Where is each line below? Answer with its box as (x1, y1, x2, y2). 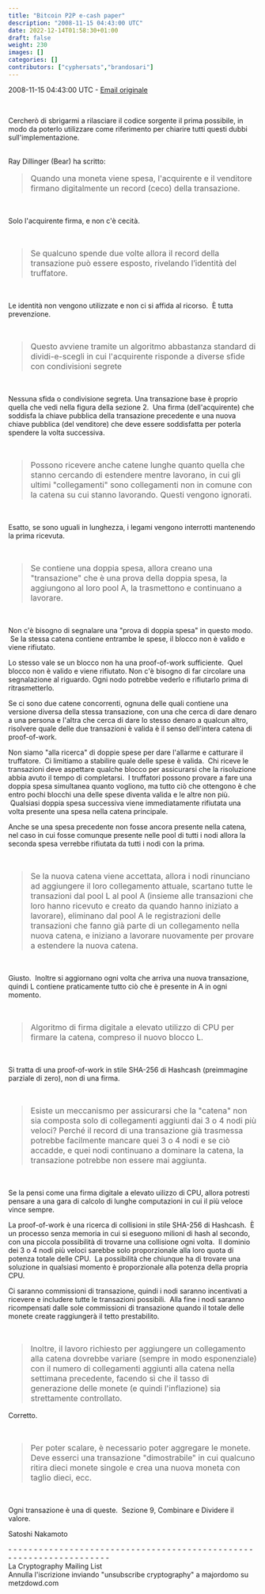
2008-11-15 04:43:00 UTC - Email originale (8, 85, 149, 94)
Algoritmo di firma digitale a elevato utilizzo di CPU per (30, 1021, 235, 1032)
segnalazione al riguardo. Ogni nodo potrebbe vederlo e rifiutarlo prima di (8, 674, 249, 684)
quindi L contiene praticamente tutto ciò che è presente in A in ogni (8, 981, 228, 991)
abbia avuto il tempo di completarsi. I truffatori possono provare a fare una (8, 773, 252, 782)
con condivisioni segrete (30, 360, 123, 371)
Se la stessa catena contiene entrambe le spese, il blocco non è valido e (9, 634, 245, 643)
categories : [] (8, 56, 59, 64)
